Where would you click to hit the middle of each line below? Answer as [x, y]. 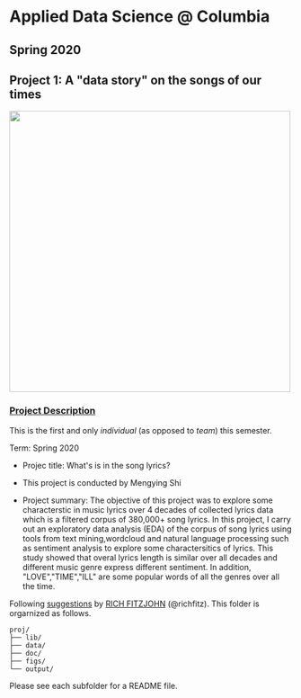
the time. [39, 586]
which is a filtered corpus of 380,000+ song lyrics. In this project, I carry [157, 519]
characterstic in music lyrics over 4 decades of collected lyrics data [148, 509]
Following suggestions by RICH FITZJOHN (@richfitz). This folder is [134, 604]
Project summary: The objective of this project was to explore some [148, 500]
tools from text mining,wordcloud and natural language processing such [155, 538]
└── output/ [31, 669]
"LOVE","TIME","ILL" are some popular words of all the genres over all [151, 577]
